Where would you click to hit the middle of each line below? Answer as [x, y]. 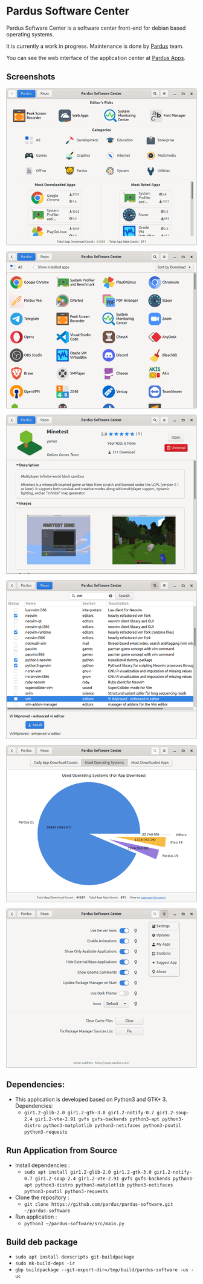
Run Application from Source [62, 1150]
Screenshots [31, 77]
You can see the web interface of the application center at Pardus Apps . [96, 58]
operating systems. [30, 34]
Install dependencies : [43, 1165]
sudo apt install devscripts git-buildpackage [75, 1257]
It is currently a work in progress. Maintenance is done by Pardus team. [95, 46]
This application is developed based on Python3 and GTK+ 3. [91, 1099]
